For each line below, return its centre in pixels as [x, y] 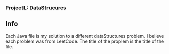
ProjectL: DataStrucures [36, 8]
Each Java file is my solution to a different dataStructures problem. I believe [85, 36]
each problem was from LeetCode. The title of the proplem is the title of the [85, 41]
